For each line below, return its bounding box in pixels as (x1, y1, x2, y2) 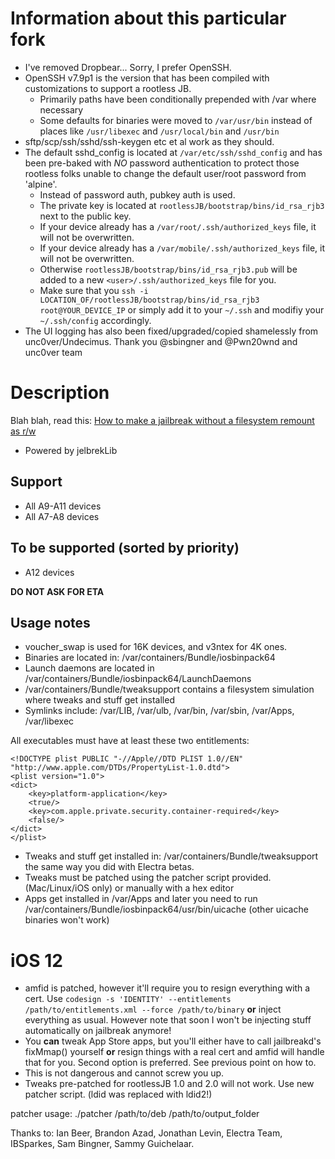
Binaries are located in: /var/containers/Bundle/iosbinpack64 (24, 652, 276, 664)
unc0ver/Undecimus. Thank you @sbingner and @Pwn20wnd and (24, 335, 298, 347)
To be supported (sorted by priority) (10, 540, 240, 557)
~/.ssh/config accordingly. (39, 314, 152, 326)
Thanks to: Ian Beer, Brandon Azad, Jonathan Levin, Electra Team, (10, 1127, 283, 1139)
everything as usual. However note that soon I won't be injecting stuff (24, 1014, 312, 1026)
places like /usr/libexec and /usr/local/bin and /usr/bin (39, 125, 280, 137)
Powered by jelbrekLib (24, 444, 118, 456)
